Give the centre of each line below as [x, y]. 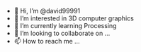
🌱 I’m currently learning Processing [65, 26]
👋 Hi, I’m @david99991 [47, 11]
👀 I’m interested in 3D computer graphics [74, 18]
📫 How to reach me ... [47, 41]
